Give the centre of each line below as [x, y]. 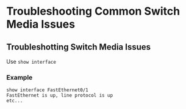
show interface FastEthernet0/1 [47, 90]
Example [20, 77]
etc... [15, 101]
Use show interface [31, 62]
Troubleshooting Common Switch [93, 11]
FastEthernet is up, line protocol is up [60, 96]
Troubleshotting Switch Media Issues [79, 47]
